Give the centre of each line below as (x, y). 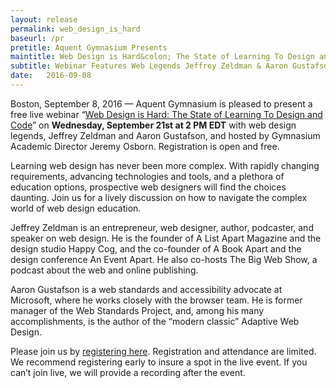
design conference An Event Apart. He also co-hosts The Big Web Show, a (164, 259)
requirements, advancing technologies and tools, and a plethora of (147, 176)
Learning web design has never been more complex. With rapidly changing (165, 165)
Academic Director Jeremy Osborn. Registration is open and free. (145, 146)
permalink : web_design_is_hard (75, 29)
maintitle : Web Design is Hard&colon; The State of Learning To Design (162, 57)
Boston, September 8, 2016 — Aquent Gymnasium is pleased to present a (161, 103)
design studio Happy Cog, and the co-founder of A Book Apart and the (156, 248)
